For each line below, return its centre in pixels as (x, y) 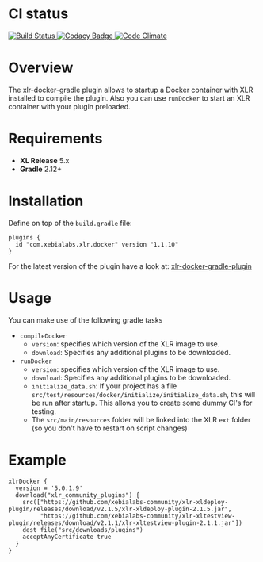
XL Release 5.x (44, 160)
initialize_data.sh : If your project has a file (104, 386)
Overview (41, 68)
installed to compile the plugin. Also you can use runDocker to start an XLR (129, 98)
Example (37, 460)
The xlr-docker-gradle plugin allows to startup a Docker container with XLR (131, 90)
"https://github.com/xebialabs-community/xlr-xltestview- (138, 516)
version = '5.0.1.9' (49, 488)
